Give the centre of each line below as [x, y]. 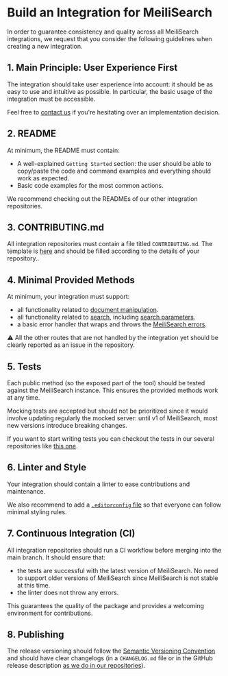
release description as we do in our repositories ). [76, 666]
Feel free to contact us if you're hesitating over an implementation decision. [114, 112]
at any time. [24, 398]
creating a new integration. [45, 46]
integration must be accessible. [51, 99]
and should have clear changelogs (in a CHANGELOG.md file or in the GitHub [110, 658]
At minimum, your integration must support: [68, 297]
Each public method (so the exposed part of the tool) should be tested [106, 383]
